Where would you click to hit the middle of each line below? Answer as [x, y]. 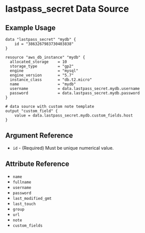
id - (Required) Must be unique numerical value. [63, 148]
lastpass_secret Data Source [67, 9]
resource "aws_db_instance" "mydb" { [45, 57]
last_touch [24, 204]
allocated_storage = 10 [38, 62]
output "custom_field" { [32, 111]
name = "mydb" [43, 84]
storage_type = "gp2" [42, 66]
